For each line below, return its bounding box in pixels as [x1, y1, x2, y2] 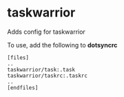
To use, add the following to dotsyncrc [7, 41, 118, 49]
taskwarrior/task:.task [7, 66, 76, 73]
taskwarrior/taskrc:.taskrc [7, 72, 88, 79]
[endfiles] [7, 84, 39, 91]
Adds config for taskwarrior [7, 28, 86, 36]
